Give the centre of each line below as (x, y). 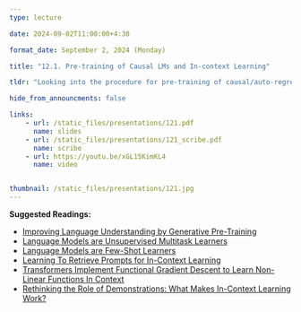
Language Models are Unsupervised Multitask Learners (125, 241)
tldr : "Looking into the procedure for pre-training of (116, 82)
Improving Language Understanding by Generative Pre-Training (139, 231)
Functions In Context (86, 279)
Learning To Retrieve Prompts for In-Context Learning (121, 260)
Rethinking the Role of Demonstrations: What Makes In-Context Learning (156, 289)
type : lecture (36, 17)
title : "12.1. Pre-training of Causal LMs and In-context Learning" (140, 66)
